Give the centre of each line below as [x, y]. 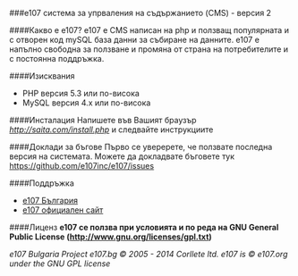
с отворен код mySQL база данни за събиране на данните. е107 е [134, 40]
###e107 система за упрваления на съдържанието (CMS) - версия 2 [140, 13]
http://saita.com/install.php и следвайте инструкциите [111, 130]
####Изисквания [42, 76]
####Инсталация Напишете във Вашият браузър [103, 120]
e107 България [50, 201]
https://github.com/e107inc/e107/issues [82, 166]
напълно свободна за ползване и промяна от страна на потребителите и [149, 49]
